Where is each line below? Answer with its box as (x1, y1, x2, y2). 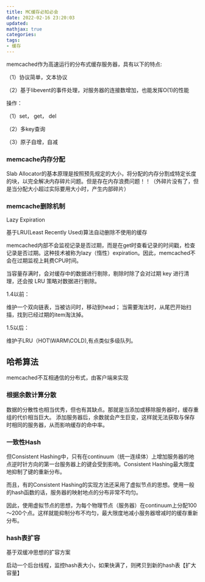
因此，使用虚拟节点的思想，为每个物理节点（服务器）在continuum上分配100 (6, 501, 197, 509)
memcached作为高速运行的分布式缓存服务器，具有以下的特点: (6, 60, 162, 68)
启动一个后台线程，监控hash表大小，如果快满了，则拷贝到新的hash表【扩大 (6, 562, 196, 569)
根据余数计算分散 (6, 391, 57, 400)
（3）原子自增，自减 (6, 138, 58, 145)
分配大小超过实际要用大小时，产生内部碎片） (16, 185, 129, 193)
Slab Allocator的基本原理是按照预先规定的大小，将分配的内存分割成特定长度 (6, 170, 196, 178)
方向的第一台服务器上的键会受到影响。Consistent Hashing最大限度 (27, 460, 195, 467)
